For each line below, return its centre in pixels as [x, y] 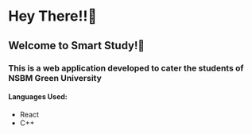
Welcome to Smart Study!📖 [77, 46]
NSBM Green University [55, 78]
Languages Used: [38, 97]
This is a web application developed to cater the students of [126, 68]
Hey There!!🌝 [53, 16]
